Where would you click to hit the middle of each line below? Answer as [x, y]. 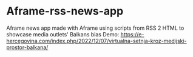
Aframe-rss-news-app [65, 11]
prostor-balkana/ [27, 47]
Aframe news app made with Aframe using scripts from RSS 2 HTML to [95, 28]
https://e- [132, 34]
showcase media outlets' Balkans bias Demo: [63, 34]
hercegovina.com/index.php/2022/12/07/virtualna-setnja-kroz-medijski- [96, 41]
